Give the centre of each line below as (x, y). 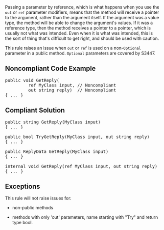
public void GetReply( (32, 80)
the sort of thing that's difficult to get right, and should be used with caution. (82, 38)
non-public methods (33, 208)
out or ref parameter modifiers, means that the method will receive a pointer (82, 12)
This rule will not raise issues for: (38, 198)
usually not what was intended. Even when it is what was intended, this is (79, 33)
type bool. (22, 223)
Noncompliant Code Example (50, 69)
